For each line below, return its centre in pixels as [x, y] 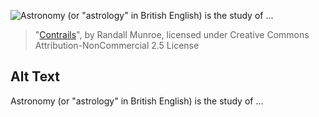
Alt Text [35, 76]
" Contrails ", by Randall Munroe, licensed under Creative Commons [172, 34]
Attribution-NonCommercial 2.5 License [117, 45]
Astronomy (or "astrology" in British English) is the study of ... [137, 101]
